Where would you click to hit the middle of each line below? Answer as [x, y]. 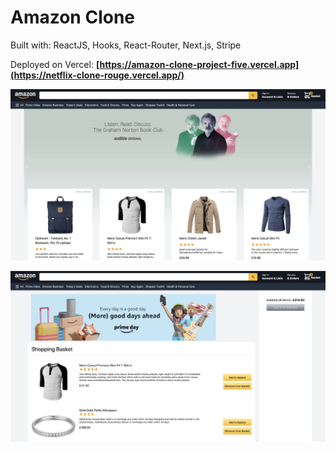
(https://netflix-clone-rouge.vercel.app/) [97, 75]
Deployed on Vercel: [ [55, 64]
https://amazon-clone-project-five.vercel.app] [199, 64]
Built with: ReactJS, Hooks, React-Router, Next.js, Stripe [126, 45]
